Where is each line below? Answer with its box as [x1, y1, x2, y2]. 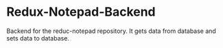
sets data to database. [6, 34, 70, 42]
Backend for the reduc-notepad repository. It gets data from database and [6, 27, 217, 35]
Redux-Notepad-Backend [6, 4, 156, 20]
